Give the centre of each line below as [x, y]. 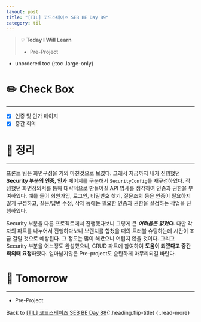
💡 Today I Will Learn [46, 40]
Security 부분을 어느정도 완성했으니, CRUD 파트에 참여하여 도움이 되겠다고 [93, 246]
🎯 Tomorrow [37, 278]
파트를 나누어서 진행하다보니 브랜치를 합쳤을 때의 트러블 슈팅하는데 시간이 [103, 231]
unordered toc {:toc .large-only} [54, 64]
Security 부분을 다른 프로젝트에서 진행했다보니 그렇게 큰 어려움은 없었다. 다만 [96, 224]
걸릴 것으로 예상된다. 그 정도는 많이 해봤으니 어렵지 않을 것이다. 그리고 [94, 239]
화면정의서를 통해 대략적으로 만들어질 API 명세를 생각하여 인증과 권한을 [104, 188]
